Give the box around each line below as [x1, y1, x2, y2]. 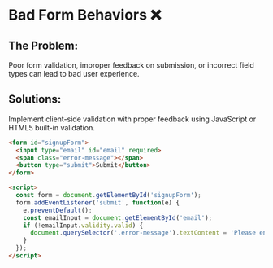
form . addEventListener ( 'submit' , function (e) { [15, 198, 180, 207]
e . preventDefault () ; [23, 206, 93, 214]
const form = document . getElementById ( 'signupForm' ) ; [15, 191, 201, 200]
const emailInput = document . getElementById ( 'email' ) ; [23, 213, 213, 222]
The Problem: [8, 38, 79, 52]
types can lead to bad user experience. [8, 69, 140, 78]
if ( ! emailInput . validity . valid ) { [23, 222, 144, 230]
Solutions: [8, 92, 62, 107]
